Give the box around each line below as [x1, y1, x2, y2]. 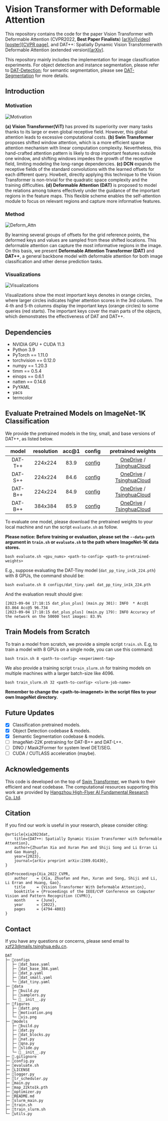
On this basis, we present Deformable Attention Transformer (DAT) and [5, 248, 154, 254]
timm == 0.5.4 [12, 368, 42, 374]
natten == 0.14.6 [12, 379, 46, 385]
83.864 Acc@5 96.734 [5, 605, 48, 610]
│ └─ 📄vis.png [5, 1015, 37, 1020]
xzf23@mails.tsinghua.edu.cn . [5, 943, 68, 950]
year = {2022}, [14, 903, 57, 908]
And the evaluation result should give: [5, 591, 83, 597]
